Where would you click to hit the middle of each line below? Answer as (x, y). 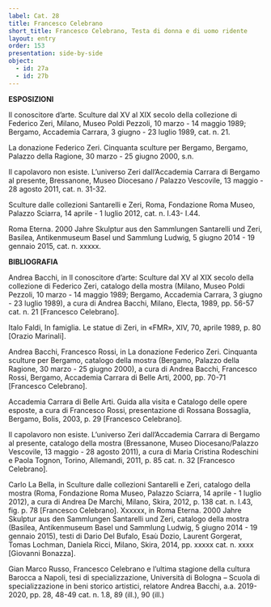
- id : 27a (32, 69)
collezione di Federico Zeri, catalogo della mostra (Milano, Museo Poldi (127, 286)
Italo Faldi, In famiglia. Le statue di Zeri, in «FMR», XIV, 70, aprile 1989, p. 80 (135, 327)
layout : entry (32, 38)
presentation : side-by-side (56, 53)
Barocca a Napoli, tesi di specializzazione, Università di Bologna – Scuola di (134, 577)
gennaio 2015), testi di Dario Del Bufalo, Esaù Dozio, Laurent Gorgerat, (125, 536)
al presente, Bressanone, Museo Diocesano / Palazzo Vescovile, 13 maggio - (136, 180)
